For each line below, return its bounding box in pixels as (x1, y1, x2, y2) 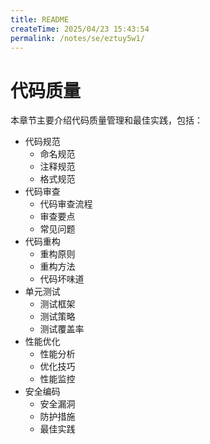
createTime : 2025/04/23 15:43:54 (10, 24, 150, 34)
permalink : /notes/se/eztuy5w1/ (10, 33, 145, 43)
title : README (10, 14, 70, 25)
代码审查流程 (39, 198, 93, 210)
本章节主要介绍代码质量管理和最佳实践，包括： (10, 114, 203, 126)
